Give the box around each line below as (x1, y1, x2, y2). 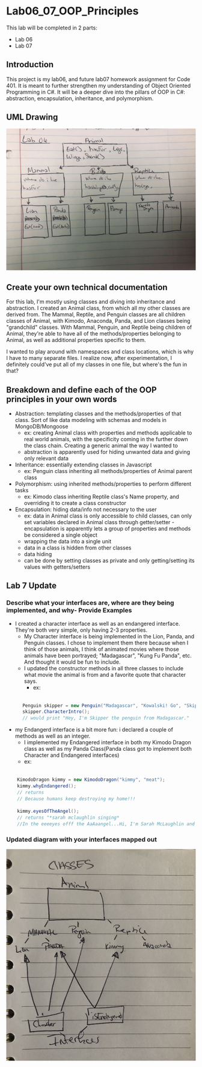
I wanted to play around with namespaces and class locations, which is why (6, 348, 194, 355)
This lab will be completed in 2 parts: (6, 24, 97, 31)
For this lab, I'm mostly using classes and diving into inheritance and (6, 298, 176, 305)
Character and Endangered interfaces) (23, 751, 120, 759)
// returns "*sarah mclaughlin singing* (17, 815, 120, 821)
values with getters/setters (23, 563, 91, 570)
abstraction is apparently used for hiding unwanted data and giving (23, 448, 191, 455)
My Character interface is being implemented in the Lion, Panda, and (23, 632, 195, 640)
